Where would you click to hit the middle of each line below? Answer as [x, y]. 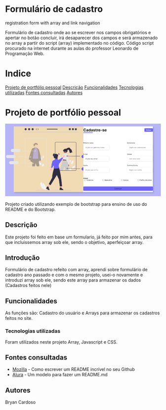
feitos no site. [19, 318]
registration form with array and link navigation [53, 23]
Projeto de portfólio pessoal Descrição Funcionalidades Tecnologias [74, 87]
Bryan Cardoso [21, 402]
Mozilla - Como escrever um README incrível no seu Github [73, 369]
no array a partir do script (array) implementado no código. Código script [80, 43]
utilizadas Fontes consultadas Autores [44, 92]
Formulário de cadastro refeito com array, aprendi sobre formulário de [76, 270]
